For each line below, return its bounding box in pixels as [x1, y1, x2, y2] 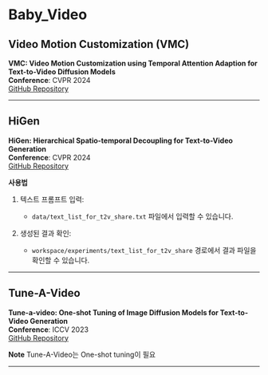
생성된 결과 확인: [19, 228, 72, 238]
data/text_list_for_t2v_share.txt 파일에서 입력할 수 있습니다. [31, 211, 234, 221]
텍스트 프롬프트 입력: [19, 194, 85, 204]
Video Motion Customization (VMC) [8, 37, 190, 51]
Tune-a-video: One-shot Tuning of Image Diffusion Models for [8, 307, 219, 317]
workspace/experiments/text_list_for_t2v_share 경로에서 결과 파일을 [31, 245, 257, 255]
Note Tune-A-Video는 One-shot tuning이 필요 [8, 349, 156, 359]
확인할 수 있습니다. [31, 255, 90, 265]
